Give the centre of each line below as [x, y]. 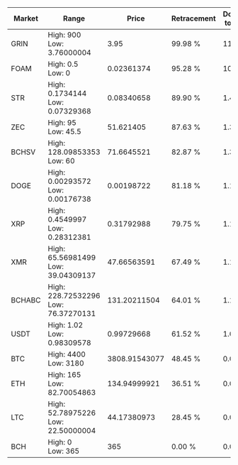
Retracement [193, 18]
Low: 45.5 [64, 132]
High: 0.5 [63, 64]
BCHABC [26, 300]
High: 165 [64, 374]
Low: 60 [62, 161]
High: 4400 [67, 354]
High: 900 [64, 35]
